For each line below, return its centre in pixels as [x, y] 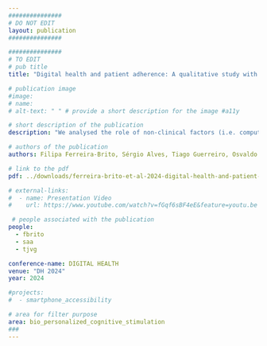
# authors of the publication [58, 147]
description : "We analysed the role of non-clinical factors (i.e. [122, 133]
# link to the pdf [39, 169]
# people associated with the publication [83, 220]
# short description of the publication [76, 125]
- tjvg [26, 249]
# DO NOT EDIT [32, 23]
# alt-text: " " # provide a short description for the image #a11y [124, 111]
